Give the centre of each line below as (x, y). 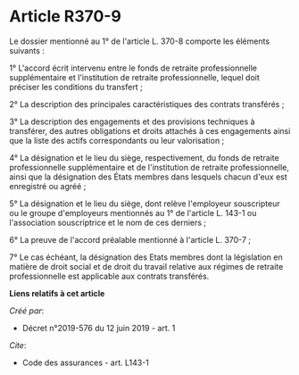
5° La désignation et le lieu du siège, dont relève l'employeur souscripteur (145, 204)
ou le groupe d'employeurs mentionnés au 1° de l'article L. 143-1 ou (133, 212)
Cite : (18, 345)
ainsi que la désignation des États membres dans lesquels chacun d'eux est (148, 177)
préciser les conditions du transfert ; (76, 87)
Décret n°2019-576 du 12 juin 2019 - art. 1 (99, 328)
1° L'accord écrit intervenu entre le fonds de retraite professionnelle (133, 68)
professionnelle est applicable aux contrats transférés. (109, 276)
